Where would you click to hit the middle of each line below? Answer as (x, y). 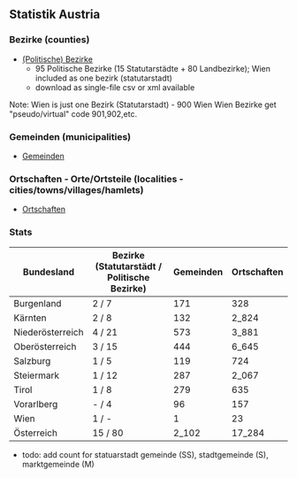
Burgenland (38, 303)
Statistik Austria (55, 15)
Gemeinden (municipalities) (70, 136)
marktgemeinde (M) (58, 464)
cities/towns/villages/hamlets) (76, 189)
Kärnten (30, 318)
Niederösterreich (49, 332)
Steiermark (37, 375)
